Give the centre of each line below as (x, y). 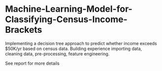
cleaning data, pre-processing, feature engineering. (57, 54)
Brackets (24, 30)
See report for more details (32, 63)
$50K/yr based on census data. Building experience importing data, (74, 48)
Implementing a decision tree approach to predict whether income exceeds (81, 43)
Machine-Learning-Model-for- (69, 9)
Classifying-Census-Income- (66, 19)
